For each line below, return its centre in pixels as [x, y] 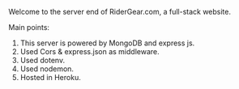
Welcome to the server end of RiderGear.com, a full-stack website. [120, 12]
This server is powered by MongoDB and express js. [107, 43]
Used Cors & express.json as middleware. [90, 51]
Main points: [29, 27]
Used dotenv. [43, 60]
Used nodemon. [47, 69]
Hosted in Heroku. [50, 77]
